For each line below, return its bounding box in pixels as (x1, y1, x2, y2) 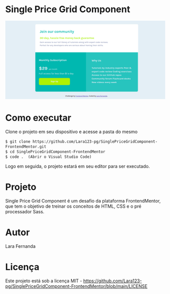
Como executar (5, 112, 72, 123)
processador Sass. (5, 209, 45, 215)
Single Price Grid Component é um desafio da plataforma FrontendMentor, (5, 198, 161, 204)
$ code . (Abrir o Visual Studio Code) (5, 154, 92, 159)
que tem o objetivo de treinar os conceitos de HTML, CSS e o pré (5, 203, 142, 209)
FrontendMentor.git (5, 144, 47, 149)
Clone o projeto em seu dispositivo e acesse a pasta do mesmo (5, 128, 138, 135)
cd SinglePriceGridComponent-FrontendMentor (10, 149, 106, 154)
